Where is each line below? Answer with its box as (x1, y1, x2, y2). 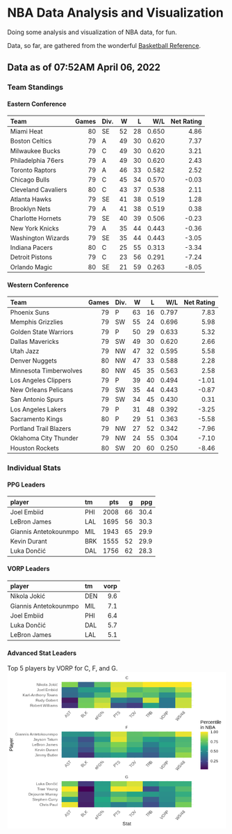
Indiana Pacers (10, 244, 53, 252)
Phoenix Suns (10, 308, 50, 317)
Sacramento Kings (10, 414, 63, 423)
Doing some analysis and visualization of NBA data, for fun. (7, 28, 177, 36)
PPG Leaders (7, 480, 46, 489)
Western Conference (7, 281, 69, 289)
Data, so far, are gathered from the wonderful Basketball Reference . (7, 41, 201, 49)
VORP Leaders (7, 565, 50, 573)
